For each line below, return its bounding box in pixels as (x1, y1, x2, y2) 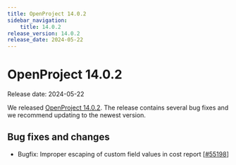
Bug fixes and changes (7, 131, 111, 143)
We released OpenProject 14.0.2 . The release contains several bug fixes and (7, 103, 229, 112)
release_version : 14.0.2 (7, 29, 80, 37)
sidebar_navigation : (7, 17, 68, 24)
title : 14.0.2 (20, 23, 61, 30)
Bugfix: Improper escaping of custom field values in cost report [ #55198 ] (17, 150, 229, 158)
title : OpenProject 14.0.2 (7, 10, 87, 18)
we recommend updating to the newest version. (7, 111, 147, 119)
